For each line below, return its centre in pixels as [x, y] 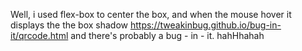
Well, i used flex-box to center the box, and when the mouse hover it [151, 14]
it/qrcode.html [39, 35]
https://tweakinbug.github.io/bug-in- [205, 25]
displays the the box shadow [69, 25]
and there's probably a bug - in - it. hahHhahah [167, 35]
